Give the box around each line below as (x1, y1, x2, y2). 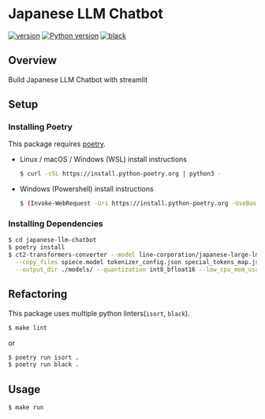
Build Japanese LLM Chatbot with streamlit (8, 74, 148, 84)
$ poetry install (8, 243, 65, 251)
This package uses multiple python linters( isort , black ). (8, 308, 191, 318)
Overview (8, 54, 58, 67)
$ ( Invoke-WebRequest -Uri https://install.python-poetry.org (19, 199, 229, 208)
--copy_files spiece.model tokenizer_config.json (15, 259, 181, 266)
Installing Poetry (8, 122, 73, 133)
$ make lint (8, 323, 47, 332)
